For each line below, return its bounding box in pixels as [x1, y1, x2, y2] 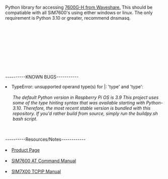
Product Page [12, 147, 40, 153]
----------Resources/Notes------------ [5, 136, 86, 142]
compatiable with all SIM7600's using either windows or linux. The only [5, 10, 153, 16]
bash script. [12, 116, 38, 122]
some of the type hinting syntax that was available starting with [12, 100, 145, 105]
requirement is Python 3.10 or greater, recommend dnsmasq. [5, 15, 131, 21]
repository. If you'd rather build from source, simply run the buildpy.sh [12, 110, 158, 116]
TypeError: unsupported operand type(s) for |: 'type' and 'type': [12, 84, 143, 90]
